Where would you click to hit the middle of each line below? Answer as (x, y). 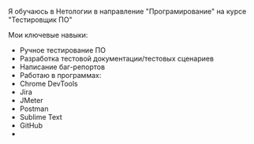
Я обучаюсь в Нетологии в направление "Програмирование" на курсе (127, 11)
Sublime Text (41, 117)
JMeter (31, 100)
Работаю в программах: (60, 75)
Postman (34, 109)
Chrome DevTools (49, 83)
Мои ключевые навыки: (48, 35)
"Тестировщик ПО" (40, 20)
